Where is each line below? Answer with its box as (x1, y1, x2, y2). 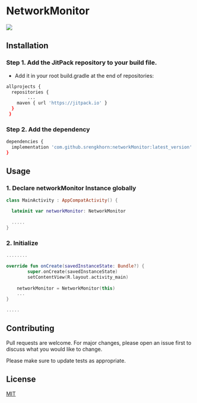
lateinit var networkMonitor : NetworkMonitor (11, 208, 126, 215)
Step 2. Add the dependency (6, 125, 90, 133)
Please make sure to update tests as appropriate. (6, 357, 126, 364)
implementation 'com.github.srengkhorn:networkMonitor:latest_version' (11, 144, 193, 150)
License (6, 374, 36, 385)
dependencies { (6, 138, 44, 145)
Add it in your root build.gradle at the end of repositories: (14, 72, 154, 79)
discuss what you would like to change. (6, 345, 103, 352)
